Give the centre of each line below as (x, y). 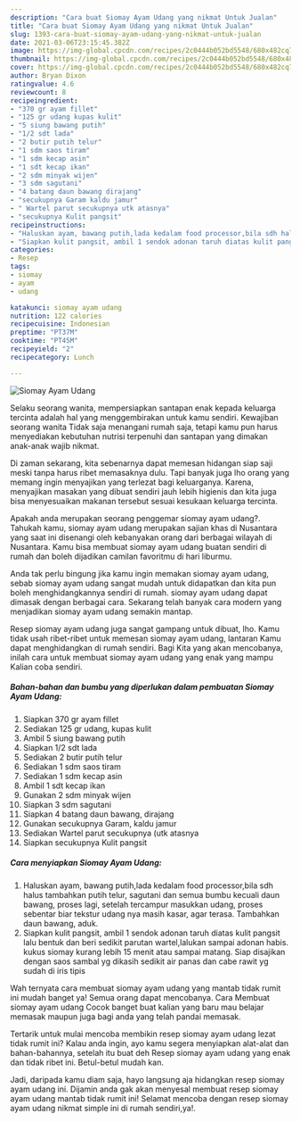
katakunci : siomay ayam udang (66, 308)
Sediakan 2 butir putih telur (73, 757)
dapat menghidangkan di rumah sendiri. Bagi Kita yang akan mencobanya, (146, 647)
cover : (22, 68)
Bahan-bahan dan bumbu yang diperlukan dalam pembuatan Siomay (142, 687)
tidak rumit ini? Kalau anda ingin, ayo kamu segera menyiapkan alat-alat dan (150, 1043)
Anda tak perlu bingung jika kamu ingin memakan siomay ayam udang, (140, 573)
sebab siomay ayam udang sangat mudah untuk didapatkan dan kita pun (143, 583)
